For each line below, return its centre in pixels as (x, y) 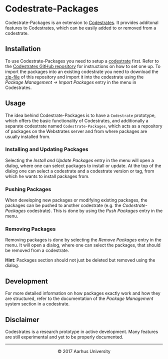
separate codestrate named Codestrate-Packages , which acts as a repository (84, 126)
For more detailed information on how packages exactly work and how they (83, 293)
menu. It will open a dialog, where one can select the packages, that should (83, 245)
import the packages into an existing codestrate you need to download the (82, 71)
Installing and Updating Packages (47, 149)
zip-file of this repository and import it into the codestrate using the (74, 77)
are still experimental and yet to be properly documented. (64, 337)
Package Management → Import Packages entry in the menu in (71, 82)
